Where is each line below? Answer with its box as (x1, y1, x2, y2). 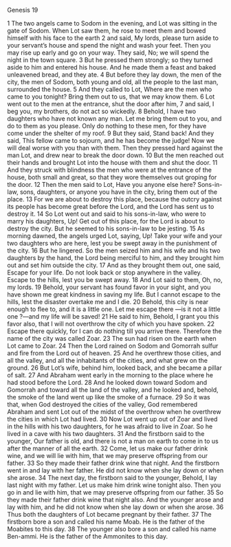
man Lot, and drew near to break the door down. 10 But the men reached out (7, 151, 224, 159)
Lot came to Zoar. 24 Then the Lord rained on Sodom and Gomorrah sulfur (7, 341, 219, 350)
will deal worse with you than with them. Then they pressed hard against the (7, 144, 223, 152)
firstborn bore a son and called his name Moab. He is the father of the (7, 517, 205, 526)
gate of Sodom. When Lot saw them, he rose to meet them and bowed (7, 27, 206, 34)
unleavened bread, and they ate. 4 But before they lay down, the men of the (7, 70, 222, 79)
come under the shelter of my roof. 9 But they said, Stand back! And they (7, 129, 214, 137)
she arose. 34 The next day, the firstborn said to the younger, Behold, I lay (7, 474, 218, 481)
